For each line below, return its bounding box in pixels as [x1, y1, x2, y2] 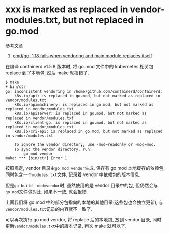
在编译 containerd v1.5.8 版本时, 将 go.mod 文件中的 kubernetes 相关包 [5, 63, 154, 69]
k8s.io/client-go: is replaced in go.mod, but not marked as [14, 120, 147, 125]
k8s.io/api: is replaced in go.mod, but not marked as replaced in [14, 93, 160, 98]
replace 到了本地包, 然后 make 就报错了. [5, 70, 89, 76]
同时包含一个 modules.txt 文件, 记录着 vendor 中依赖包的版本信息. [5, 171, 141, 178]
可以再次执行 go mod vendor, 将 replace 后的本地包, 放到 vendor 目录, [5, 216, 152, 222]
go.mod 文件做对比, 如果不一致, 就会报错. [5, 188, 88, 194]
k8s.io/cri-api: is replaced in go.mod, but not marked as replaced [14, 129, 163, 134]
